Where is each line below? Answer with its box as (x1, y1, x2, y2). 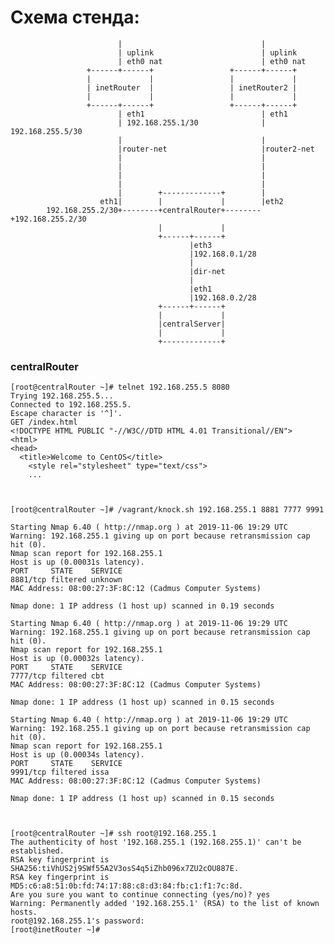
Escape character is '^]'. (10, 409, 123, 419)
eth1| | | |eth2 (99, 196, 284, 206)
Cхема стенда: (10, 6, 140, 29)
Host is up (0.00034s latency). (10, 750, 145, 760)
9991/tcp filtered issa (10, 767, 110, 778)
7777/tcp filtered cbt (10, 671, 105, 681)
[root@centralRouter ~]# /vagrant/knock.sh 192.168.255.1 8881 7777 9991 (10, 505, 325, 515)
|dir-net (189, 266, 226, 276)
